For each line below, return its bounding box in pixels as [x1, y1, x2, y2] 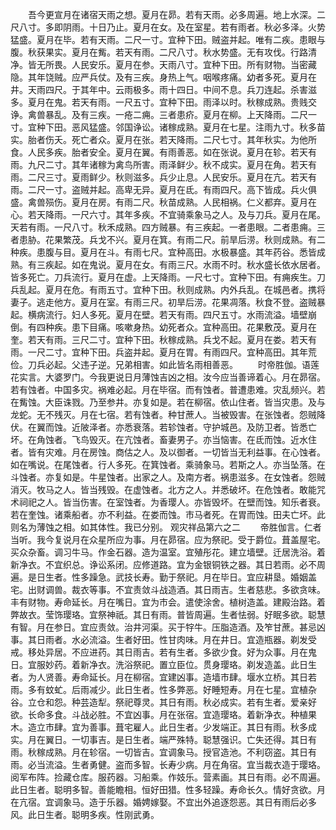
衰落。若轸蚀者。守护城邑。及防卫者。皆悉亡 [132, 421, 317, 433]
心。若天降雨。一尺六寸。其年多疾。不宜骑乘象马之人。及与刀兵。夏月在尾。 [10, 209, 326, 220]
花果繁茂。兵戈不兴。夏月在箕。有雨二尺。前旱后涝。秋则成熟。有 [44, 234, 317, 245]
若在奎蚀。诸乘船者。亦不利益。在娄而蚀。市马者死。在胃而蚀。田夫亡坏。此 [10, 509, 326, 520]
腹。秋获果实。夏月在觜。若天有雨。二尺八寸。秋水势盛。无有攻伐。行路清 [10, 46, 317, 58]
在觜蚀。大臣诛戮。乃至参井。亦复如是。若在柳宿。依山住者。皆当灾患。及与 [10, 396, 326, 408]
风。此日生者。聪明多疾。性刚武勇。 [10, 809, 160, 820]
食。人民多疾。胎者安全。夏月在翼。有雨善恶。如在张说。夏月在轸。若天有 [10, 146, 317, 158]
